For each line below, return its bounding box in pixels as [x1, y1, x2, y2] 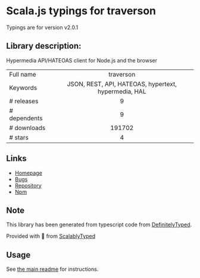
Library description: [6, 41, 82, 51]
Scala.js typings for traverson [6, 4, 157, 18]
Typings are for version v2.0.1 [6, 24, 79, 31]
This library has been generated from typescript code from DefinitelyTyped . [6, 221, 192, 228]
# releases [9, 97, 39, 105]
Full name [9, 70, 37, 78]
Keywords [9, 83, 37, 91]
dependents [9, 114, 43, 122]
